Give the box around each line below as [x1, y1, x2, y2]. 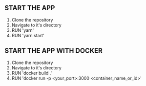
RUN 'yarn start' [11, 32, 44, 38]
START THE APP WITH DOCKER [4, 46, 103, 55]
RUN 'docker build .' [11, 70, 52, 76]
